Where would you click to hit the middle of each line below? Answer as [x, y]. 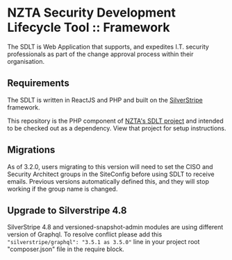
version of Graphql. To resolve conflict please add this [85, 234]
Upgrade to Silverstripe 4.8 [67, 210]
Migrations [31, 150]
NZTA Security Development [91, 13]
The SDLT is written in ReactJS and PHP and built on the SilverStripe [105, 100]
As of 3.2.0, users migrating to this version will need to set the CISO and [110, 166]
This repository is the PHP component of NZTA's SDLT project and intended [115, 121]
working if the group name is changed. [63, 189]
